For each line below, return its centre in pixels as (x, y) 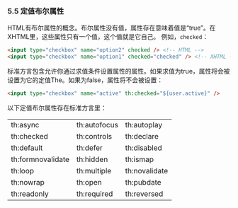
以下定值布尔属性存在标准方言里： (57, 108)
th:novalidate (147, 171)
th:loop (22, 171)
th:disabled (143, 148)
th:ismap (140, 159)
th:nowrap (28, 182)
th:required (95, 194)
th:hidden (92, 159)
